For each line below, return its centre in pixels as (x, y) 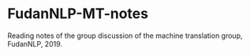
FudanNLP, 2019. (35, 43)
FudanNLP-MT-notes (78, 14)
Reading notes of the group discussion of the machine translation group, (125, 35)
